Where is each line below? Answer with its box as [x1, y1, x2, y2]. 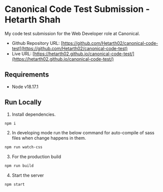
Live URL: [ [11, 51, 35, 57]
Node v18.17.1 [11, 84, 39, 90]
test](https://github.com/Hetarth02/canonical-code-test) [11, 45, 128, 51]
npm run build [4, 163, 34, 169]
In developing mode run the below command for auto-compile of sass [11, 130, 155, 136]
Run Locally [4, 98, 42, 106]
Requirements [4, 71, 49, 79]
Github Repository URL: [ [11, 40, 63, 46]
